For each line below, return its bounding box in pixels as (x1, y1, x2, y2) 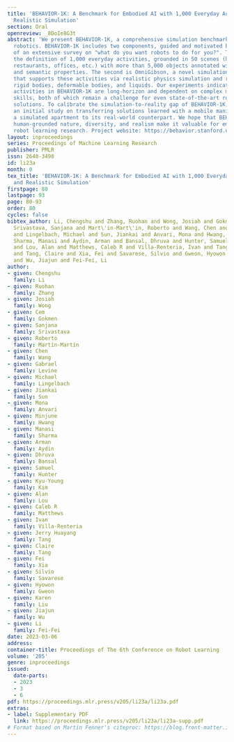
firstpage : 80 (7, 186, 49, 193)
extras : (7, 704, 30, 712)
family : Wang (13, 354, 52, 362)
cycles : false (7, 212, 49, 218)
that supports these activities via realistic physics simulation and (13, 75, 223, 82)
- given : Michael (7, 373, 58, 380)
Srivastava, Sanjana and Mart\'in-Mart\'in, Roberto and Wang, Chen (13, 224, 217, 231)
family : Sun (13, 393, 49, 400)
